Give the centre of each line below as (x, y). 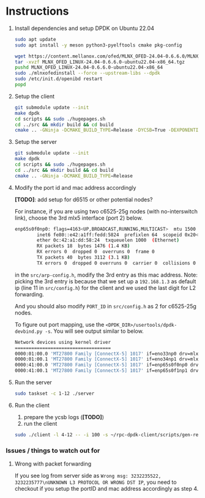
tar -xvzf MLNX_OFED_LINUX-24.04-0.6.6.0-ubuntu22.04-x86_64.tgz (99, 62)
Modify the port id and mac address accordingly (75, 187)
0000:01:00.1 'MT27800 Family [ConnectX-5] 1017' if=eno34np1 (95, 359)
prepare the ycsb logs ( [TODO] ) (64, 417)
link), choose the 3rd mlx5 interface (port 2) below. (79, 218)
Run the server (33, 382)
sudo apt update (35, 39)
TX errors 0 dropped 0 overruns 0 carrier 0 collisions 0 (117, 263)
